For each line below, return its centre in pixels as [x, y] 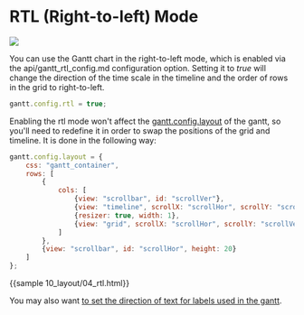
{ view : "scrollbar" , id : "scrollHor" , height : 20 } [139, 249]
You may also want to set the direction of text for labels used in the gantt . [146, 301]
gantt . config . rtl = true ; [58, 104]
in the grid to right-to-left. [57, 87]
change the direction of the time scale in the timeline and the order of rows [149, 78]
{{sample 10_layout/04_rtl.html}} [69, 283]
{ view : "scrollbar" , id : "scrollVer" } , [149, 199]
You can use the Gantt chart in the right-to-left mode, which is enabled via [148, 58]
